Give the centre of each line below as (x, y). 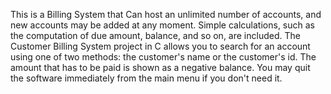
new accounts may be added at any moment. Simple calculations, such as (162, 25)
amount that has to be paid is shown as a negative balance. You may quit (160, 67)
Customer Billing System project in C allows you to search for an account (160, 46)
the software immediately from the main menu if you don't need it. (146, 78)
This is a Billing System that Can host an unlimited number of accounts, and (166, 14)
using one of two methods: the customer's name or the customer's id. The (163, 57)
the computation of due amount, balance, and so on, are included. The (155, 35)
